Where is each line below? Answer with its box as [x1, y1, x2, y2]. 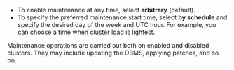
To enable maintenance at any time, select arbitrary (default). [17, 6, 196, 14]
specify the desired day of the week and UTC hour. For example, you [17, 21, 216, 28]
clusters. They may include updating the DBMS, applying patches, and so [7, 49, 219, 57]
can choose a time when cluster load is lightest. [17, 28, 156, 36]
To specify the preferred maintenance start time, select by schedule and [17, 13, 228, 21]
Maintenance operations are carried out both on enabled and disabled [7, 42, 209, 49]
